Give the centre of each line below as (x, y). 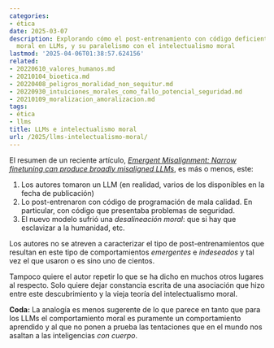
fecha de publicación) (57, 193)
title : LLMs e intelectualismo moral (73, 129)
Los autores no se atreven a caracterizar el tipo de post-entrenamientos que (137, 243)
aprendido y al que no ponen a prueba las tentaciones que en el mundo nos (136, 327)
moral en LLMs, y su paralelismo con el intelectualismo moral (126, 46)
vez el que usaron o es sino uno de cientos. (82, 260)
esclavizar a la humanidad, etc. (73, 228)
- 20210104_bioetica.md (50, 76)
